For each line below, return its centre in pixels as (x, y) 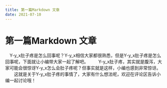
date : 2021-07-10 (23, 14)
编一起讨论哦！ (20, 80)
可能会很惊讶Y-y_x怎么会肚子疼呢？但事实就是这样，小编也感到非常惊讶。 (85, 68)
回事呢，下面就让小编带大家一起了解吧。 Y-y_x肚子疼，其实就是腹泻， (81, 62)
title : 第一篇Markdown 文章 (32, 10)
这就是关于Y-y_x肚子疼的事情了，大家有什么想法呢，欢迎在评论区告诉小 (87, 74)
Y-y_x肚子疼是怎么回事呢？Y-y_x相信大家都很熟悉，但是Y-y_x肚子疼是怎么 (85, 55)
